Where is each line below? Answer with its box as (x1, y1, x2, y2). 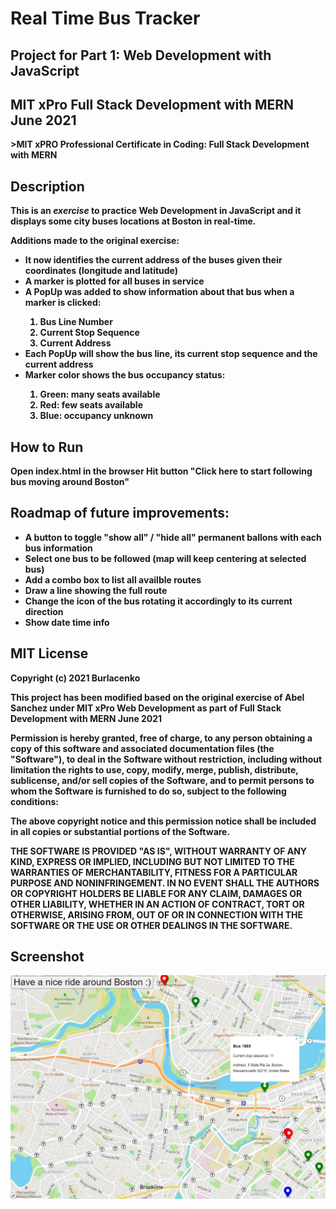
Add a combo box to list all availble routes (24, 573, 202, 586)
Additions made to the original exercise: (10, 235, 180, 247)
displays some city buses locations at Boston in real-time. (10, 215, 257, 227)
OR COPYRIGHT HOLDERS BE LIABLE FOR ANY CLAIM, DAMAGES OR (10, 887, 303, 899)
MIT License (10, 645, 89, 662)
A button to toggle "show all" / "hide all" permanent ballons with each (24, 531, 322, 543)
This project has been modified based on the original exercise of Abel (10, 691, 305, 703)
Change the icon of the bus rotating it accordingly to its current (24, 595, 293, 607)
